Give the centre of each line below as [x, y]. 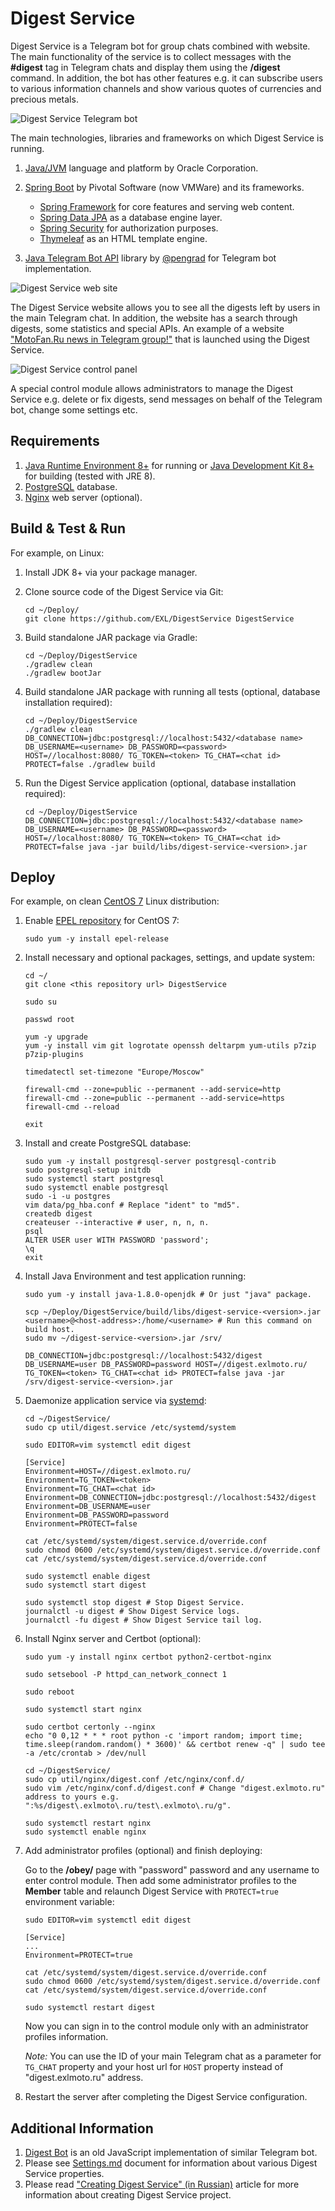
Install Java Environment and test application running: [135, 1276]
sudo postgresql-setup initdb [88, 1170]
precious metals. [44, 99]
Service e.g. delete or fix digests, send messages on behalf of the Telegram [166, 399]
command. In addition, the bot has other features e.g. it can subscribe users [166, 78]
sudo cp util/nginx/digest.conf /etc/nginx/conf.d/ [134, 1780]
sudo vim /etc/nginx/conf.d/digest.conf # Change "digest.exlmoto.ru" [175, 1788]
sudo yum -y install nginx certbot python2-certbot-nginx [148, 1657]
